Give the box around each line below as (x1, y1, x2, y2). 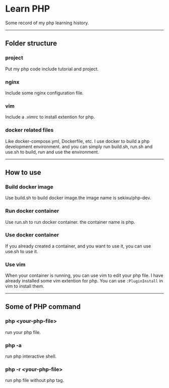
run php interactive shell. (5, 353, 57, 359)
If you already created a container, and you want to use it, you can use (5, 243, 151, 249)
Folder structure (5, 39, 57, 48)
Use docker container (5, 231, 59, 238)
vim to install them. (5, 283, 44, 289)
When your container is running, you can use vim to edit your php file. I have (5, 272, 163, 278)
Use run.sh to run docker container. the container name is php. (5, 219, 135, 225)
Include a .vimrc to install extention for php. (5, 114, 95, 120)
